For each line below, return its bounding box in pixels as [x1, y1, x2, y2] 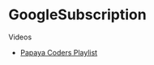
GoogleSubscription [8, 6, 148, 24]
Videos [8, 32, 32, 42]
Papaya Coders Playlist [19, 47, 98, 57]
